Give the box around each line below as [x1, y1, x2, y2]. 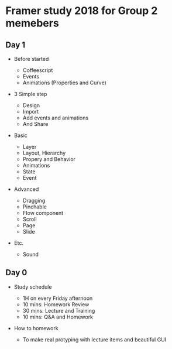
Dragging [22, 197, 46, 204]
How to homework [13, 324, 59, 331]
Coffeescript [22, 67, 53, 74]
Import [22, 108, 39, 115]
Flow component [22, 210, 64, 216]
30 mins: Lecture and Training [22, 307, 95, 314]
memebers [5, 16, 59, 30]
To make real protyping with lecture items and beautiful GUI [22, 336, 167, 343]
